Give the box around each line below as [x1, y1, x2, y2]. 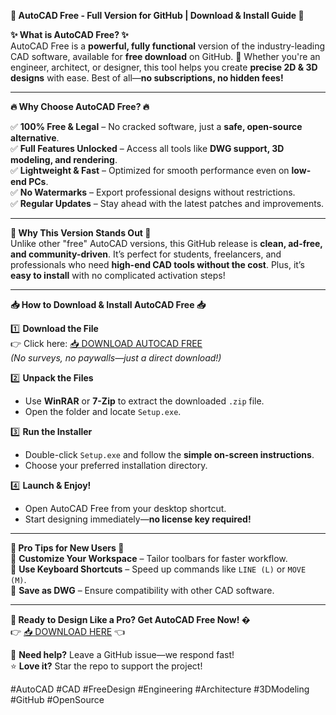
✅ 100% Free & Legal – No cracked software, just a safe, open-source [10, 121, 303, 132]
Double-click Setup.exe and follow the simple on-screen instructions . [24, 449, 315, 460]
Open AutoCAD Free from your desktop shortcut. [24, 503, 227, 514]
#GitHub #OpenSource [10, 694, 105, 705]
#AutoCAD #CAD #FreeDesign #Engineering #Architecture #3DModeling [10, 683, 310, 695]
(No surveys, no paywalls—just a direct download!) [10, 352, 222, 364]
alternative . [10, 132, 60, 144]
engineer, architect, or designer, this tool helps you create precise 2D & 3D [10, 61, 318, 73]
